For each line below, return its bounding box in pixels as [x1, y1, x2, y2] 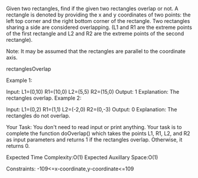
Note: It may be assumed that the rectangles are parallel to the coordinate [6, 48, 186, 55]
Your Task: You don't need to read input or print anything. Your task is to [6, 124, 182, 130]
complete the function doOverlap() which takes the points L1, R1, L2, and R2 [6, 130, 190, 137]
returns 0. [6, 143, 30, 149]
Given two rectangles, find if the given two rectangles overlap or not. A [6, 5, 178, 12]
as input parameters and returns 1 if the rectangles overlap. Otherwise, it [6, 136, 183, 143]
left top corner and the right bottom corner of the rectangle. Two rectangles [6, 18, 190, 24]
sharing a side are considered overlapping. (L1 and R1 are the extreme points [6, 24, 192, 31]
